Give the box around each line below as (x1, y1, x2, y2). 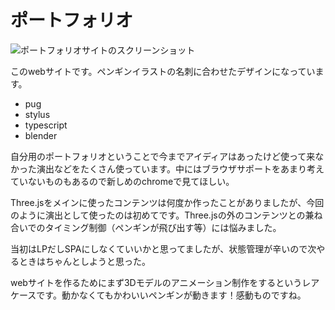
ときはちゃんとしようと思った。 (18, 255, 151, 267)
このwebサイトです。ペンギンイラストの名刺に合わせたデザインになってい (10, 65, 316, 77)
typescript (24, 119, 68, 131)
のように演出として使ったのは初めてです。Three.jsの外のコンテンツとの (10, 209, 306, 221)
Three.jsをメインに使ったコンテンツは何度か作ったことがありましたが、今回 (10, 196, 325, 208)
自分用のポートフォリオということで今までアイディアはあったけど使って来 (10, 150, 316, 162)
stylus (24, 108, 51, 120)
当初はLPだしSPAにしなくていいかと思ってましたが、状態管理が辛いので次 (10, 242, 317, 255)
